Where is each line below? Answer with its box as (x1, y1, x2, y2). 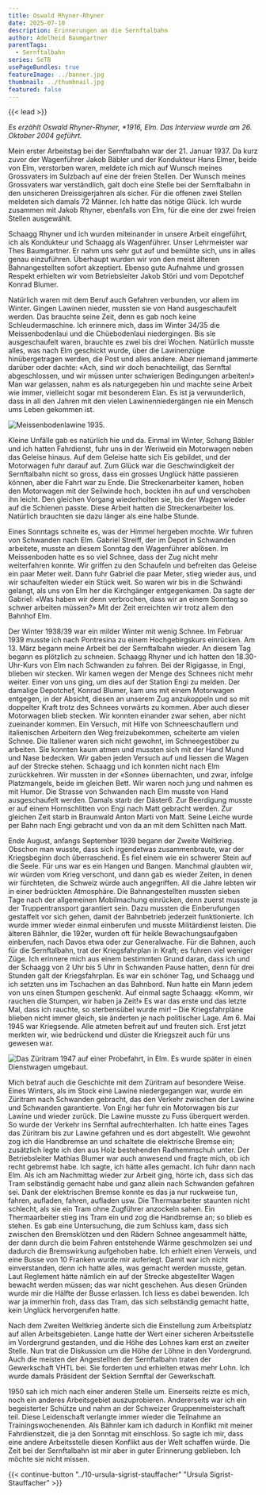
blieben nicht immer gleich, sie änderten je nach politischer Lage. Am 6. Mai (8, 1013, 256, 1023)
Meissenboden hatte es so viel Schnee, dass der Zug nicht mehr (8, 553, 218, 562)
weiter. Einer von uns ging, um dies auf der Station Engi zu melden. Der (8, 677, 241, 687)
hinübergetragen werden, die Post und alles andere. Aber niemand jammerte (8, 354, 258, 364)
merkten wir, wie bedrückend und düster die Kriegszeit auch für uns (8, 1030, 230, 1040)
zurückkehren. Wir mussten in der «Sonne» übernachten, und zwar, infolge (8, 770, 253, 780)
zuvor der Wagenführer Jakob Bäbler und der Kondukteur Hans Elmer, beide (8, 155, 257, 164)
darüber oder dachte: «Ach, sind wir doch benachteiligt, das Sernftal (8, 363, 232, 372)
